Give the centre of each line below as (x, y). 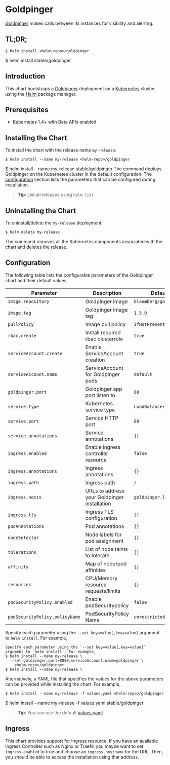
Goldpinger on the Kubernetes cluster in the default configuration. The (79, 174)
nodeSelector (24, 538)
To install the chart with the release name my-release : (61, 150)
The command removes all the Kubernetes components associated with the (84, 241)
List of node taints (107, 549)
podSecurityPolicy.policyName (44, 617)
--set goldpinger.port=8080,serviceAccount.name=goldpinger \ (77, 660)
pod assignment (104, 541)
